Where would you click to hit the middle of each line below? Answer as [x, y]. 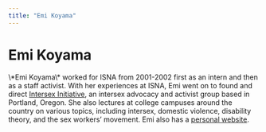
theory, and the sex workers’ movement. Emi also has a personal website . [129, 119]
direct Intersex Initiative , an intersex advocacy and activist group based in [129, 94]
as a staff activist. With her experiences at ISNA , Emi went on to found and [131, 85]
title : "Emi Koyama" [43, 16]
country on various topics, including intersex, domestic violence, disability [130, 111]
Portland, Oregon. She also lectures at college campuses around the [120, 102]
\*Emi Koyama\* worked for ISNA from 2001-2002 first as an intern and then [133, 77]
